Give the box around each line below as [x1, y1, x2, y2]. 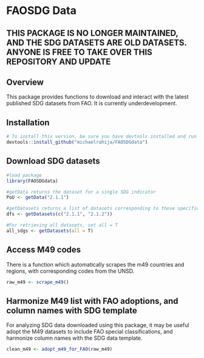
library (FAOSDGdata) [6, 178, 59, 184]
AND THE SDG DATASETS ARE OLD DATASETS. [6, 37, 187, 47]
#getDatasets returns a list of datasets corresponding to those [6, 205, 175, 212]
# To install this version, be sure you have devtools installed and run [6, 133, 197, 140]
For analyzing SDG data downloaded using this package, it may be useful [6, 321, 189, 329]
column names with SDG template [6, 305, 138, 315]
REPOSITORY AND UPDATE [6, 56, 111, 67]
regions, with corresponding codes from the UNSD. [6, 267, 135, 275]
